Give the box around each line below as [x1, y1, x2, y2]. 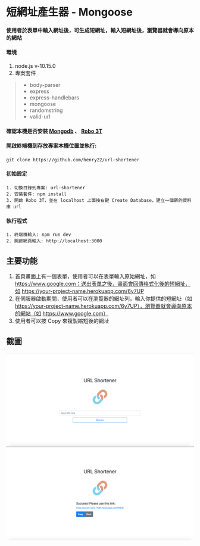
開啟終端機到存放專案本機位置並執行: [6, 142, 97, 149]
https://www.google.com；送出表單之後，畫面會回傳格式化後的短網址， [14, 280, 190, 287]
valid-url [29, 113, 51, 120]
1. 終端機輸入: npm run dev [6, 232, 71, 238]
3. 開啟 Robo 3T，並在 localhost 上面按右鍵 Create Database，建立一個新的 [6, 197, 183, 203]
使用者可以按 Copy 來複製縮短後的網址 [14, 317, 110, 325]
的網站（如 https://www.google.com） [14, 310, 109, 317]
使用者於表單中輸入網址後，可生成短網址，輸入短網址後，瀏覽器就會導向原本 [6, 26, 194, 33]
